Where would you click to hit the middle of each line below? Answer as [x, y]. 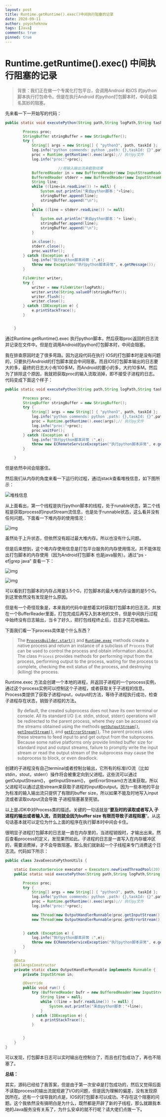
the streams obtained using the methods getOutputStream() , [78, 727]
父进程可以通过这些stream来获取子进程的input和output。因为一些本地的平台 [82, 787]
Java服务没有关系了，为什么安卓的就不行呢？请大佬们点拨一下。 [79, 1109]
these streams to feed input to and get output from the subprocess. [86, 737]
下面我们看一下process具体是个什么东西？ [48, 631]
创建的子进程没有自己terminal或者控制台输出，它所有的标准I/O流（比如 [77, 768]
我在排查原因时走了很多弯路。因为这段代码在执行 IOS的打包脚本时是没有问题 [83, 355]
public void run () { [44, 988]
